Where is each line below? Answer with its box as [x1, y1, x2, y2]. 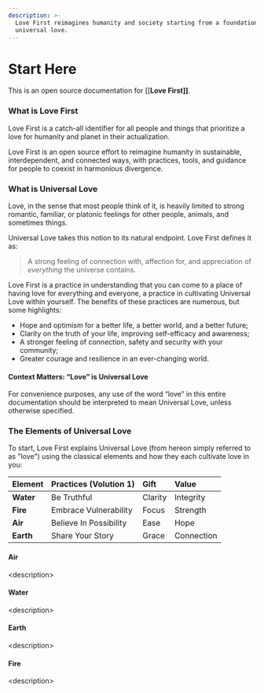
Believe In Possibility [50, 518, 127, 529]
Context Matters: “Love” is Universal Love [8, 372, 148, 381]
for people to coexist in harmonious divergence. [8, 163, 163, 173]
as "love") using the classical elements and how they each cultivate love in [8, 452, 250, 461]
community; [19, 345, 59, 354]
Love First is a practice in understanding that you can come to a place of [8, 280, 243, 289]
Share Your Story [50, 530, 114, 541]
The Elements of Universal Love [8, 426, 132, 437]
